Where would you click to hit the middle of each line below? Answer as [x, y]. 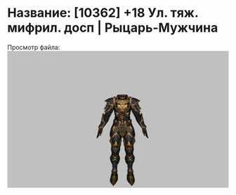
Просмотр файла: [34, 47]
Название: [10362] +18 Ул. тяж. [103, 13]
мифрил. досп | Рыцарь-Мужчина [113, 28]
